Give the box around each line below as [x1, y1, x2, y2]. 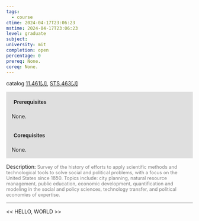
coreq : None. [6, 63, 38, 70]
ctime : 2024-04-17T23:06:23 [6, 20, 76, 25]
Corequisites [14, 132, 46, 139]
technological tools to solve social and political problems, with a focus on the [6, 169, 178, 176]
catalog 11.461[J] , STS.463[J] [6, 80, 78, 87]
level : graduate [6, 31, 46, 37]
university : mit [6, 42, 46, 48]
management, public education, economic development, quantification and [6, 181, 174, 187]
